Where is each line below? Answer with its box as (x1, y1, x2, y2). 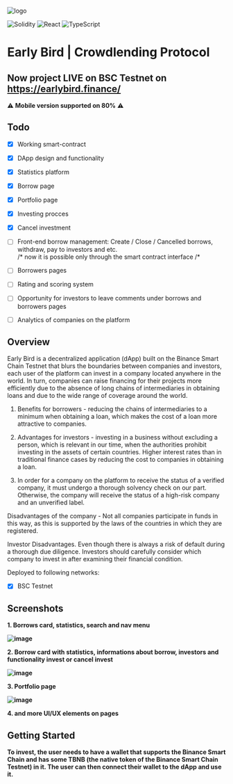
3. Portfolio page (7, 682, 57, 691)
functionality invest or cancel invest (7, 655, 113, 664)
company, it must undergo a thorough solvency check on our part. (17, 483, 207, 492)
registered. (7, 527, 38, 535)
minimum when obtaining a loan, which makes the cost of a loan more (17, 413, 217, 421)
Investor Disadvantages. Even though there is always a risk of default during (7, 540, 225, 549)
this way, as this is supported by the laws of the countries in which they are (7, 519, 223, 528)
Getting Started (7, 729, 76, 741)
